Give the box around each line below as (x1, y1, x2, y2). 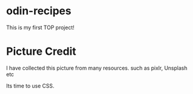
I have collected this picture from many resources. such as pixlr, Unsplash (6, 64, 188, 71)
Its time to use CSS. (6, 82, 55, 89)
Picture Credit (6, 45, 76, 58)
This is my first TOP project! (6, 24, 74, 31)
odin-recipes (6, 4, 71, 18)
